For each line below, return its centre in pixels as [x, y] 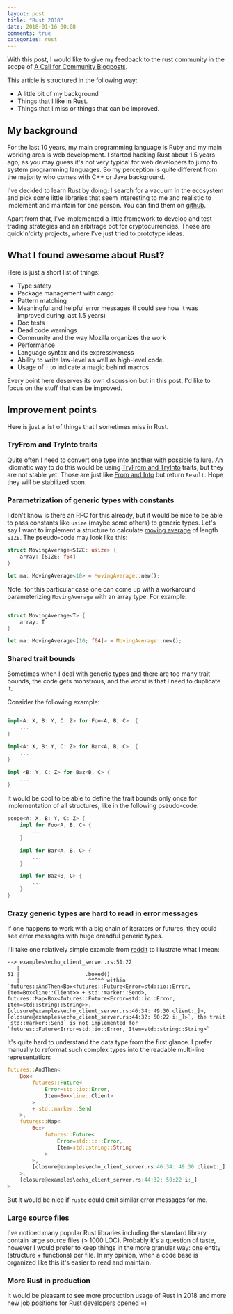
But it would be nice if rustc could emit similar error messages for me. [107, 1200]
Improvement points [52, 410]
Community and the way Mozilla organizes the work [91, 337]
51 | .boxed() [59, 975]
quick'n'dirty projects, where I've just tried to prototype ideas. [96, 233]
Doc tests [31, 323]
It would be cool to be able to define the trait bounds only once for [102, 798]
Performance [36, 345]
